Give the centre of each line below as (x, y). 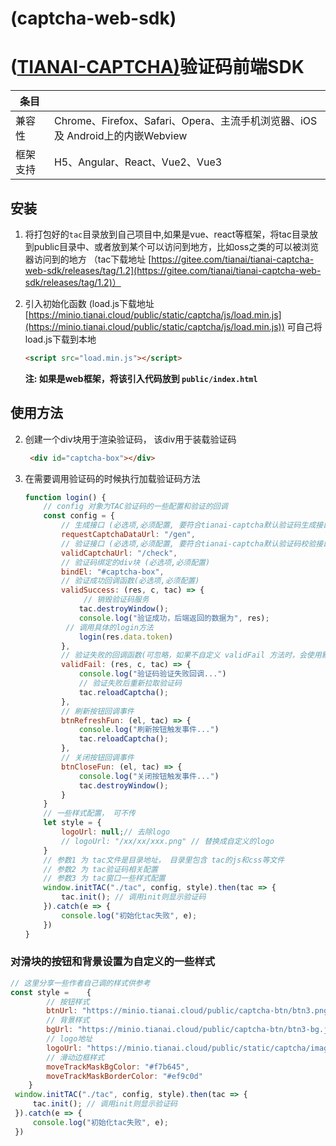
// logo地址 (69, 1039)
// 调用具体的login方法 (109, 627)
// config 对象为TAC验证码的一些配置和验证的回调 (135, 507)
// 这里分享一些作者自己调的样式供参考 (80, 983)
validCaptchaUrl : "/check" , (119, 553)
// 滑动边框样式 (75, 1057)
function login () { (65, 497)
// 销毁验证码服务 (116, 600)
